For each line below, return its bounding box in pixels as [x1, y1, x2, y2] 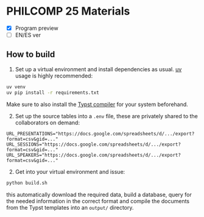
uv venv [6, 84, 26, 90]
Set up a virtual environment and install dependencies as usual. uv [15, 65, 182, 73]
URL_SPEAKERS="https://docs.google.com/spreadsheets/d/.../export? [6, 152, 181, 158]
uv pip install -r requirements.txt [6, 90, 99, 96]
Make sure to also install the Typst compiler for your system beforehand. [6, 101, 189, 108]
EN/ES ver [15, 32, 41, 38]
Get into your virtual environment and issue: [15, 168, 125, 175]
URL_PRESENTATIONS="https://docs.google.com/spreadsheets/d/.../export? [6, 130, 195, 137]
